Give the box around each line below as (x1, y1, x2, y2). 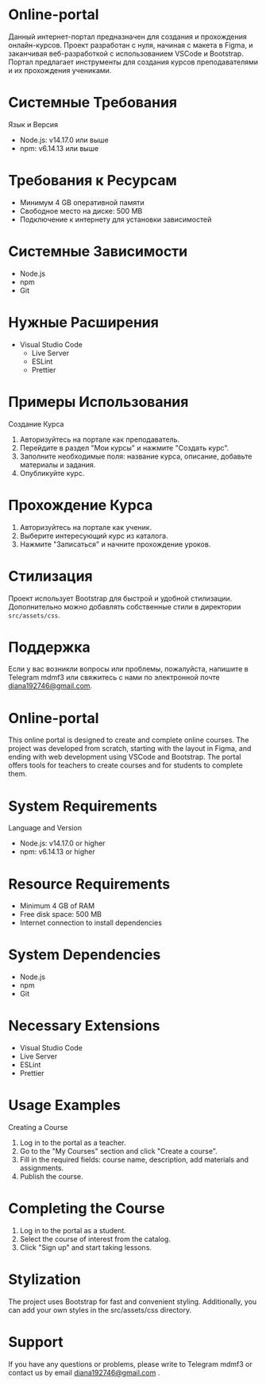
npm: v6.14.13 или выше (19, 143, 99, 153)
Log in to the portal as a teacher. (19, 1138, 126, 1147)
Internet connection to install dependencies (19, 918, 163, 927)
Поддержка (8, 638, 91, 656)
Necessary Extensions (8, 1017, 160, 1035)
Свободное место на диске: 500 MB (19, 206, 143, 215)
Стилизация (8, 567, 93, 585)
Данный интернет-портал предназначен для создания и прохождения (8, 32, 248, 41)
